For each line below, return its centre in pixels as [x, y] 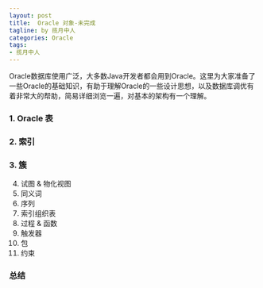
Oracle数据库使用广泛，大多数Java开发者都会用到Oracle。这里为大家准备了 [133, 76]
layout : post [31, 15]
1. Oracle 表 [31, 118]
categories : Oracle [41, 38]
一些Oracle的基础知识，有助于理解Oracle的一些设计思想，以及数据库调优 [128, 86]
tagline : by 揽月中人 [43, 30]
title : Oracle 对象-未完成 [52, 23]
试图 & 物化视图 [46, 184]
